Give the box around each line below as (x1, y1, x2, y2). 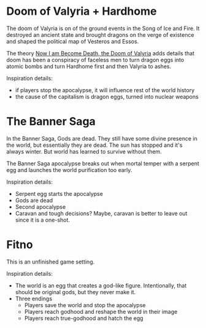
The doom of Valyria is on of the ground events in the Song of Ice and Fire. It (6, 25, 200, 32)
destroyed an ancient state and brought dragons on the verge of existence (6, 31, 194, 38)
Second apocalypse (15, 203, 66, 210)
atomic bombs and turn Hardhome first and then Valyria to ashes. (6, 63, 172, 70)
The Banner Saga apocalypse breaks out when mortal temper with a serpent (6, 160, 199, 167)
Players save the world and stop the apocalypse (24, 301, 146, 308)
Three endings (15, 295, 53, 302)
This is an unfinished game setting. (6, 258, 95, 265)
